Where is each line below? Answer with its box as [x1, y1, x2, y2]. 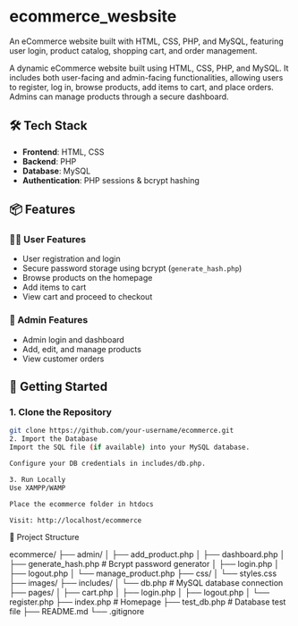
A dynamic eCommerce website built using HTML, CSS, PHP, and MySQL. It [9, 63, 289, 73]
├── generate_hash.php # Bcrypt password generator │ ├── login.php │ [9, 559, 280, 570]
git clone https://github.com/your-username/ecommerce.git [9, 427, 234, 436]
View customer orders [21, 353, 105, 364]
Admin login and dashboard [21, 334, 125, 345]
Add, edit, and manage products [21, 343, 141, 354]
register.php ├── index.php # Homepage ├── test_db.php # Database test [9, 596, 286, 607]
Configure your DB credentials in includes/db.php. [9, 459, 206, 469]
